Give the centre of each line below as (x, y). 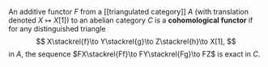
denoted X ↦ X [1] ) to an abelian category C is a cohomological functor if (131, 20)
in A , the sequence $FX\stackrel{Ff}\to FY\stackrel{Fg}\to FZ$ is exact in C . (134, 54)
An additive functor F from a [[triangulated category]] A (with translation (129, 12)
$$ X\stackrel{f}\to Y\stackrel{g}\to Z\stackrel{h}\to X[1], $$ (136, 41)
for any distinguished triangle (57, 29)
